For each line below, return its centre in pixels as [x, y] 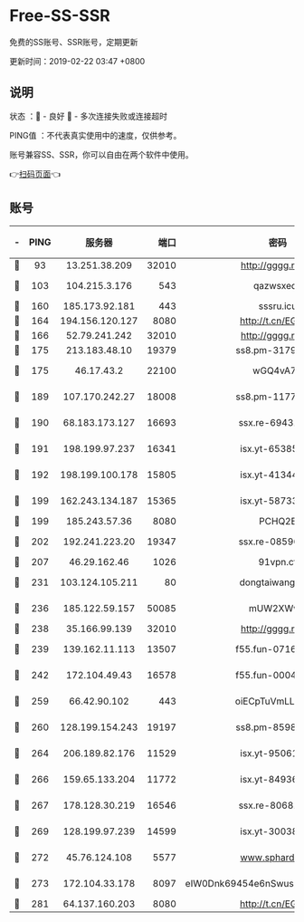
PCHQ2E [278, 521]
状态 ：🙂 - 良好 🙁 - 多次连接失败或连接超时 [88, 116]
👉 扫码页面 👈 [35, 174]
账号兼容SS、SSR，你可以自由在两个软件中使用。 [101, 154]
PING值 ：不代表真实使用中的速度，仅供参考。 [95, 135]
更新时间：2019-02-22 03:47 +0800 [77, 61]
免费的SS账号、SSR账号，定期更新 [74, 42]
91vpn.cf [278, 562]
